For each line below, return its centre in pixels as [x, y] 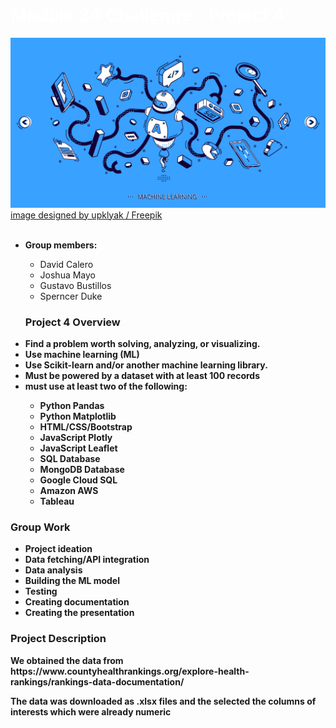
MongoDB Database [82, 469]
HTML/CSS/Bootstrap [86, 426]
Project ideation [58, 549]
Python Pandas [72, 405]
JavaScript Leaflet [78, 448]
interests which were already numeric [91, 711]
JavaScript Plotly [76, 437]
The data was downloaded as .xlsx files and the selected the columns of [163, 701]
